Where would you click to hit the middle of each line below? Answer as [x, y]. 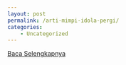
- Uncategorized [44, 34]
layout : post [27, 14]
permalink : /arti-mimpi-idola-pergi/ [63, 20]
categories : [25, 27]
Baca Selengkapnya [37, 54]
